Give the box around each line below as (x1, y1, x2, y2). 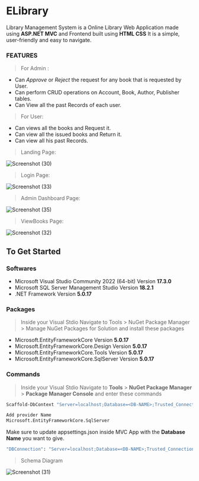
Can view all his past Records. (14, 137, 89, 144)
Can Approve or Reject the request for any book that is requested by (14, 76, 182, 84)
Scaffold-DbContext (6, 401, 54, 407)
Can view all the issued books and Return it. (14, 131, 122, 138)
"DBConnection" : (6, 447, 46, 452)
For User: (20, 113, 44, 120)
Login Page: (20, 172, 50, 179)
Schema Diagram (20, 457, 63, 464)
